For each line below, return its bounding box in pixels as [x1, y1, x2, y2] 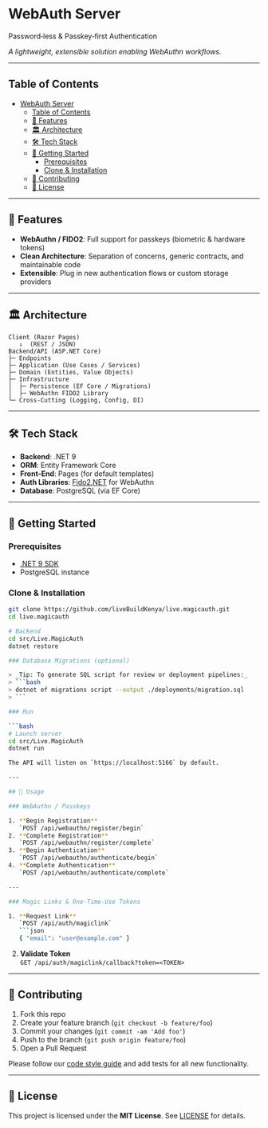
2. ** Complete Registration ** [8, 831, 109, 840]
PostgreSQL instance [19, 567, 90, 577]
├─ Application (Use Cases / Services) [8, 362, 141, 370]
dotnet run [8, 745, 45, 753]
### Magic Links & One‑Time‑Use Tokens [8, 898, 141, 906]
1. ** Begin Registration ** [8, 817, 98, 825]
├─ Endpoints [8, 354, 52, 362]
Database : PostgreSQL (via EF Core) [19, 486, 141, 496]
